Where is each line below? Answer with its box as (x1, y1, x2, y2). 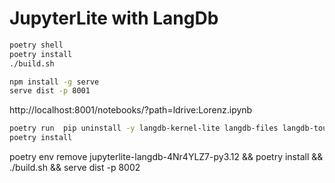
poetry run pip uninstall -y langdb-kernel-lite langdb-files (9, 123, 279, 134)
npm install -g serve (9, 77, 100, 87)
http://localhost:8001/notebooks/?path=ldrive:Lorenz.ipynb (9, 104, 253, 116)
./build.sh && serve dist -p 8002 (9, 162, 141, 174)
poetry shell (9, 40, 64, 50)
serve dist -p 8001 (9, 86, 91, 96)
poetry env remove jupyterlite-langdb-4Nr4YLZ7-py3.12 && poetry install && (9, 151, 324, 163)
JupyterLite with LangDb (9, 7, 219, 30)
